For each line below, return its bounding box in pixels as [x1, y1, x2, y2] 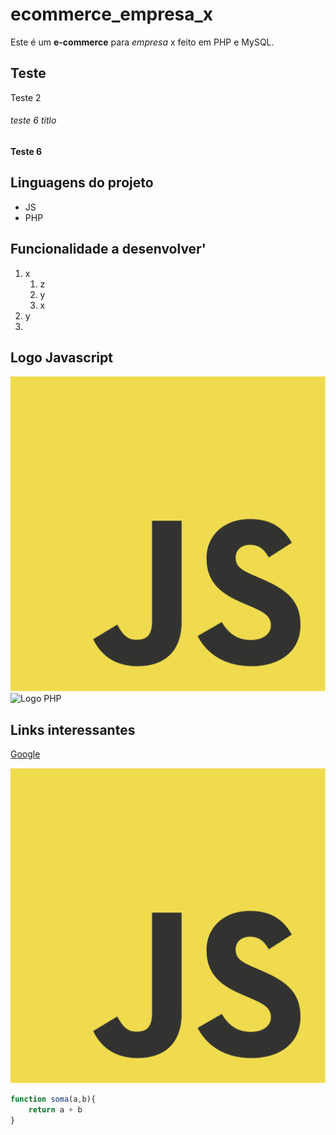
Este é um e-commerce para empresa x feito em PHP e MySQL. [10, 36, 275, 48]
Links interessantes [10, 721, 136, 738]
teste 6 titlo [10, 114, 57, 127]
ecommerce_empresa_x [10, 3, 214, 26]
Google [10, 748, 41, 760]
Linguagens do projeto [10, 174, 154, 192]
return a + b [28, 1105, 83, 1115]
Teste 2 [10, 91, 42, 103]
